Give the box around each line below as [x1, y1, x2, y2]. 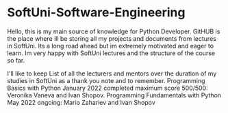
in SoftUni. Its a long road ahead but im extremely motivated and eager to [7, 42, 214, 50]
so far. [7, 56, 25, 64]
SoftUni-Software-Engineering [7, 5, 186, 20]
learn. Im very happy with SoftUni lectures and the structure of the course [7, 49, 216, 57]
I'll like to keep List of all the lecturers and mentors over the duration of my [7, 69, 217, 78]
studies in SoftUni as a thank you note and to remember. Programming [7, 76, 205, 84]
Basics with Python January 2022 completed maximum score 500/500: [7, 84, 208, 92]
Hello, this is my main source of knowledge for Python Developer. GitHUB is [7, 27, 220, 35]
